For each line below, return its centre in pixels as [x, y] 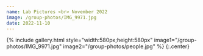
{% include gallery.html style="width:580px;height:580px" [80, 40]
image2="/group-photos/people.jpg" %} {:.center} [126, 46]
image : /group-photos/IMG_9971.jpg [52, 17]
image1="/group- [175, 40]
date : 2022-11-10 [28, 23]
